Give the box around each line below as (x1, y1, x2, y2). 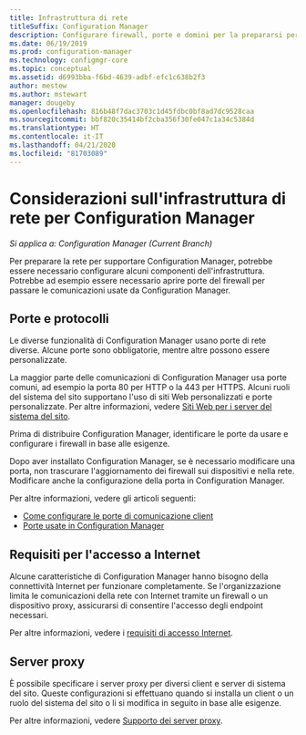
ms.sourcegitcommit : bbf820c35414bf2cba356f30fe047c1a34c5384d (9, 115, 255, 124)
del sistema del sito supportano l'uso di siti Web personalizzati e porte (9, 391, 273, 402)
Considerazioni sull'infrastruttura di (9, 188, 287, 209)
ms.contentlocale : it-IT (9, 132, 104, 141)
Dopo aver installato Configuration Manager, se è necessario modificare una (9, 456, 296, 467)
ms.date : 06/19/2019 (9, 38, 88, 48)
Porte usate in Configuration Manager (22, 521, 165, 532)
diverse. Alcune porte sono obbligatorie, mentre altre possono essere (9, 345, 270, 356)
